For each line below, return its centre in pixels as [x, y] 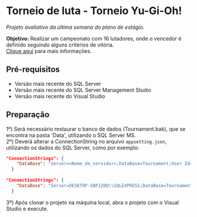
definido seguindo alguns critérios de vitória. [60, 45]
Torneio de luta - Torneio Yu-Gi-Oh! [94, 11]
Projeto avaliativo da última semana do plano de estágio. [75, 27]
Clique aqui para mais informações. [49, 51]
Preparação [28, 115]
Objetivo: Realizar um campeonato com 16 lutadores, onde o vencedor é [94, 38]
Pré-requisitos [33, 70]
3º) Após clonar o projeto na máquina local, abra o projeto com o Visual [92, 202]
